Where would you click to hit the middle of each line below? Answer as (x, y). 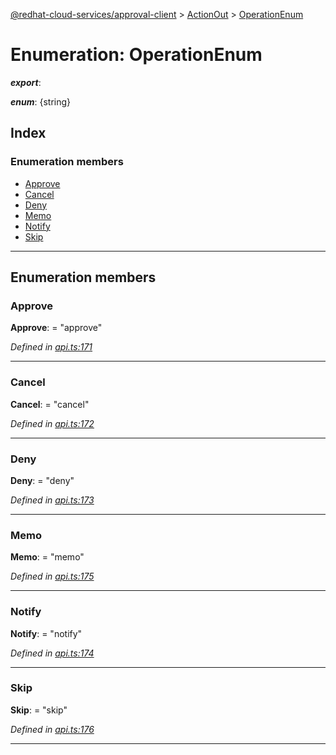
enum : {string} (41, 101)
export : (26, 82)
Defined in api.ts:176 (52, 729)
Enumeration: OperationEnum (136, 55)
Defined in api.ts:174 (52, 653)
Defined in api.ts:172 (52, 423)
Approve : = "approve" (56, 328)
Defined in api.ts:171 (51, 347)
